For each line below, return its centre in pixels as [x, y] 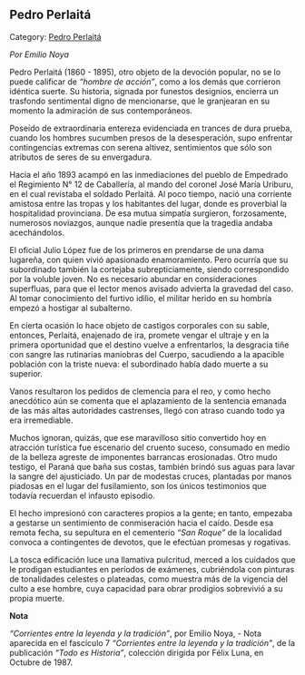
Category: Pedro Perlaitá [55, 36]
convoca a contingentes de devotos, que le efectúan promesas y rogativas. [150, 542]
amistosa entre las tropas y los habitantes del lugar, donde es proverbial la [148, 203]
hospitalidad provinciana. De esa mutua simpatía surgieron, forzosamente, [148, 213]
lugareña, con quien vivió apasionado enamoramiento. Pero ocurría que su [149, 259]
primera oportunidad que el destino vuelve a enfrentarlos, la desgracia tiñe [149, 345]
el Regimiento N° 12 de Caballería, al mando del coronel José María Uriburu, [152, 184]
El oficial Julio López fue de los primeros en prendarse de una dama [137, 249]
